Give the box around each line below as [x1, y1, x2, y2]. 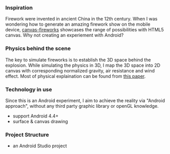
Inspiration [5, 4, 33, 11]
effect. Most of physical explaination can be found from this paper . [5, 73, 146, 79]
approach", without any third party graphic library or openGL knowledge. [5, 103, 159, 109]
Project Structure [5, 131, 49, 138]
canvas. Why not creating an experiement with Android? [5, 32, 124, 38]
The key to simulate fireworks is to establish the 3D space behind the [5, 56, 151, 63]
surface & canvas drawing [12, 118, 68, 124]
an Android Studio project [12, 143, 67, 149]
